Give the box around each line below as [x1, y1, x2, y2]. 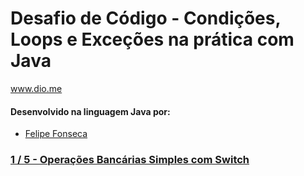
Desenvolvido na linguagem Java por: [10, 105, 171, 117]
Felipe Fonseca [24, 128, 88, 140]
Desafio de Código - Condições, [10, 7, 281, 30]
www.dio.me [10, 82, 63, 94]
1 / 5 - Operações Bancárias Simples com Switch [10, 153, 250, 167]
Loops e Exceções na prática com [10, 28, 295, 51]
